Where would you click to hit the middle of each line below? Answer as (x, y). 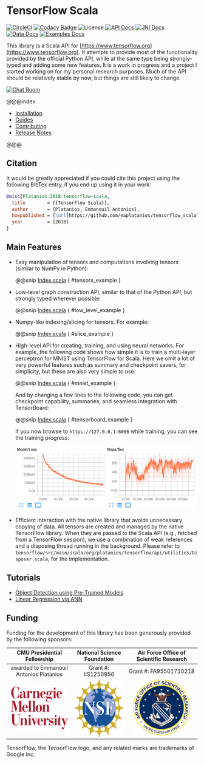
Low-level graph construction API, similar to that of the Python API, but (104, 292)
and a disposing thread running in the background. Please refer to (97, 546)
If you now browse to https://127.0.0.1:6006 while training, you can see (106, 431)
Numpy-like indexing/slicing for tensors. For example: (82, 322)
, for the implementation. (78, 559)
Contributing (31, 126)
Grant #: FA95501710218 (161, 671)
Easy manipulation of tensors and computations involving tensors (97, 262)
